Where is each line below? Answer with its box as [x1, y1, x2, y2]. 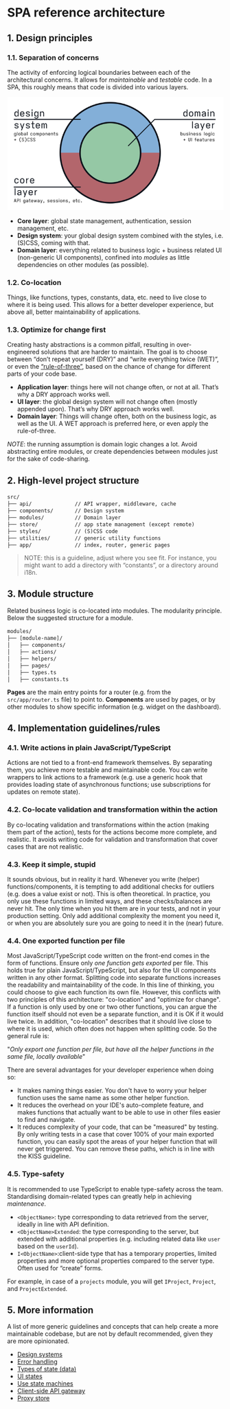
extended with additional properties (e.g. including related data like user [16, 1235, 221, 1243]
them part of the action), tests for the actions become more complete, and [7, 827, 218, 836]
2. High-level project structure [7, 474, 139, 486]
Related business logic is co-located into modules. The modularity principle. [7, 606, 222, 615]
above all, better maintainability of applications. [7, 308, 141, 316]
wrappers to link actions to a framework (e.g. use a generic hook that [7, 773, 203, 781]
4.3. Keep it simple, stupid [7, 860, 96, 869]
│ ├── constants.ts [7, 676, 69, 683]
